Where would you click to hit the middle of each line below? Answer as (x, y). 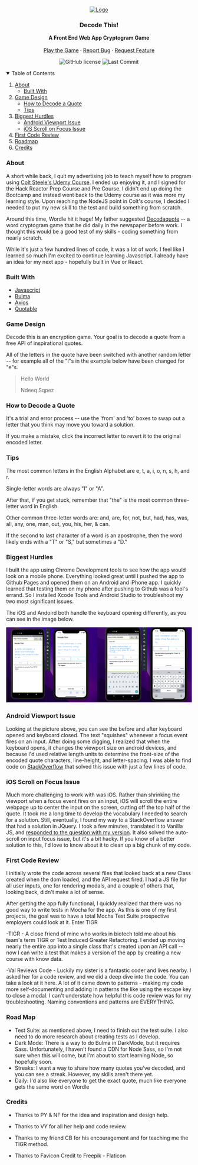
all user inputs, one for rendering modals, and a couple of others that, (90, 886)
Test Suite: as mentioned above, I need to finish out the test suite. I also (101, 1030)
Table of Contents (33, 73)
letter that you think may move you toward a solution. (70, 425)
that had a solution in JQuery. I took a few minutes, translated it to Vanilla (95, 826)
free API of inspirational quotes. (44, 343)
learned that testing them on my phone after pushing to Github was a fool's (97, 589)
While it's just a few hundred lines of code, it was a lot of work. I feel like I (95, 249)
